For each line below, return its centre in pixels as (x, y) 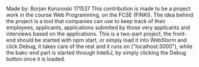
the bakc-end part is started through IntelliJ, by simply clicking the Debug (96, 52)
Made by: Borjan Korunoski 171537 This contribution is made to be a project (99, 9)
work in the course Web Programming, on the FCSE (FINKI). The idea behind (100, 15)
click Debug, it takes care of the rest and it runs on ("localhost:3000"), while (99, 46)
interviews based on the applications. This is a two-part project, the (89, 34)
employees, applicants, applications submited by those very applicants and (98, 27)
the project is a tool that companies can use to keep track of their (86, 21)
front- (180, 34)
